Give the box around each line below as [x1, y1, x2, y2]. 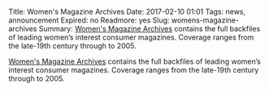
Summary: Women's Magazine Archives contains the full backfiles [38, 24, 261, 33]
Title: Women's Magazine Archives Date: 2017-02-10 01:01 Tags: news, [8, 7, 246, 16]
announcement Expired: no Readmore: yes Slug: [8, 15, 170, 25]
